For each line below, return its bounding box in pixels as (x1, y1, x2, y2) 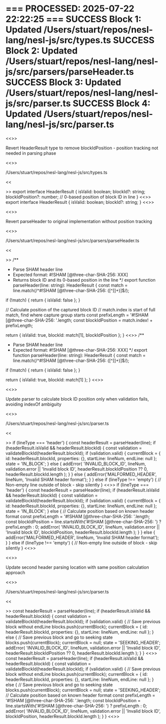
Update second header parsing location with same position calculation (5, 564, 149, 570)
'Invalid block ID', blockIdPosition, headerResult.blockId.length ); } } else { (5, 529, 156, 535)
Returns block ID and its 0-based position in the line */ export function (12, 277, 156, 283)
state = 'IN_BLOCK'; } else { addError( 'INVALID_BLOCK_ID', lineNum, (5, 461, 146, 467)
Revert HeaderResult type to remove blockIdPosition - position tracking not (5, 145, 159, 151)
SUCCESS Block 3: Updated (5, 77, 122, 88)
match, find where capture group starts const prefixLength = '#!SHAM (5, 312, 149, 318)
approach (5, 569, 25, 575)
